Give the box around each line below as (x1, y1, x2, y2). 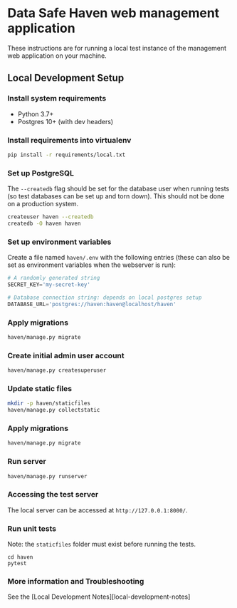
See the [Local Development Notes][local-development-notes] (7, 592, 191, 601)
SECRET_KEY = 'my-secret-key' (7, 281, 91, 288)
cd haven (7, 553, 33, 561)
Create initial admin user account (7, 350, 125, 360)
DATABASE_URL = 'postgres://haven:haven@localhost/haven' (7, 300, 177, 308)
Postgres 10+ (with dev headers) (17, 117, 114, 126)
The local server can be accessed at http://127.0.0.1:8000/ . (7, 505, 188, 515)
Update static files (7, 383, 73, 393)
